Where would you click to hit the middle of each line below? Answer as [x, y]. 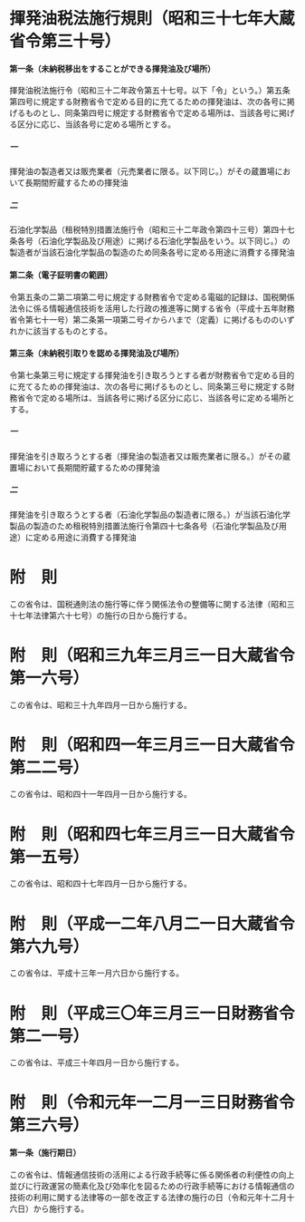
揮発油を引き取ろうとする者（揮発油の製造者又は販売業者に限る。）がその [146, 456]
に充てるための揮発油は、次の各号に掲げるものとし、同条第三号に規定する [148, 386]
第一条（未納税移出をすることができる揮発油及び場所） [112, 68]
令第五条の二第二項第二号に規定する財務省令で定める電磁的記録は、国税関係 [152, 296]
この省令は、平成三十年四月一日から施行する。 [96, 1062]
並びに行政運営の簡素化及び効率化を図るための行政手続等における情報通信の [152, 1186]
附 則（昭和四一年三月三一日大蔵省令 [152, 745]
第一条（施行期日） [45, 1153]
